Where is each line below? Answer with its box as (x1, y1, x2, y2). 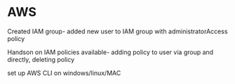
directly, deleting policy (7, 55, 75, 63)
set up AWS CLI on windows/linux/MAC (7, 69, 121, 77)
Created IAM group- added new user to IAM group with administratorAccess (7, 27, 228, 35)
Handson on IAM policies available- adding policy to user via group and (7, 48, 214, 56)
